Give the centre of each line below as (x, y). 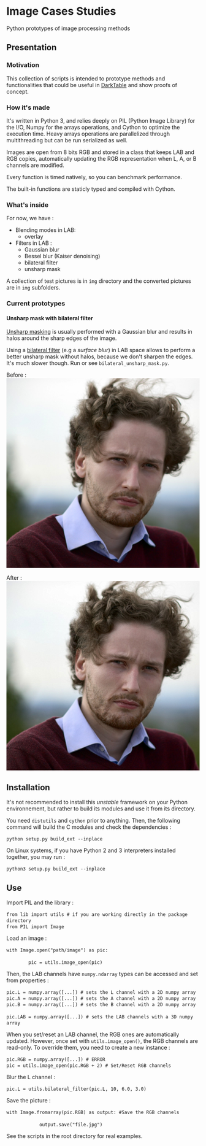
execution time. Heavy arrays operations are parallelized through (88, 134)
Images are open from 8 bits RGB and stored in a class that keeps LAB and (101, 152)
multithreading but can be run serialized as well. (67, 140)
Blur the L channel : (31, 1077)
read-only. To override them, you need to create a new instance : (88, 1048)
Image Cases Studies (61, 11)
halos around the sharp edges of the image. (62, 338)
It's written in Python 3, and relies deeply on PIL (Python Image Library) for (101, 120)
